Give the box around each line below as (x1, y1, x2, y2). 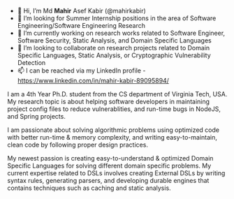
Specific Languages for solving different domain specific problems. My (7, 161, 212, 170)
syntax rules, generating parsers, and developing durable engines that (7, 177, 210, 184)
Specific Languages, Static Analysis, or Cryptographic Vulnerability (17, 51, 211, 59)
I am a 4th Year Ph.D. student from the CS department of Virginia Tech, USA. (7, 90, 228, 98)
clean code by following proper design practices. (7, 140, 149, 149)
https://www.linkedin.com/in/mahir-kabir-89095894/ (17, 77, 170, 84)
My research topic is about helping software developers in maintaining (7, 98, 210, 105)
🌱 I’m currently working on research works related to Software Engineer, (17, 29, 226, 37)
